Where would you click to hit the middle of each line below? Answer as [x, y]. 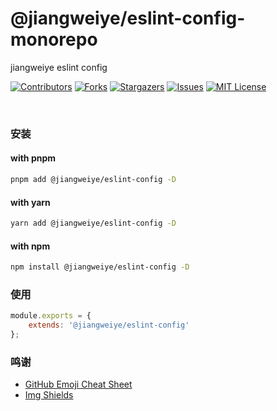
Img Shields [49, 395]
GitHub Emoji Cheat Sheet [78, 384]
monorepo [54, 39]
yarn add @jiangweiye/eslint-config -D [93, 223]
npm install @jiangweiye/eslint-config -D [100, 267]
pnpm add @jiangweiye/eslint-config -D [93, 180]
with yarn [30, 202]
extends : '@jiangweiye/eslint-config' [109, 325]
